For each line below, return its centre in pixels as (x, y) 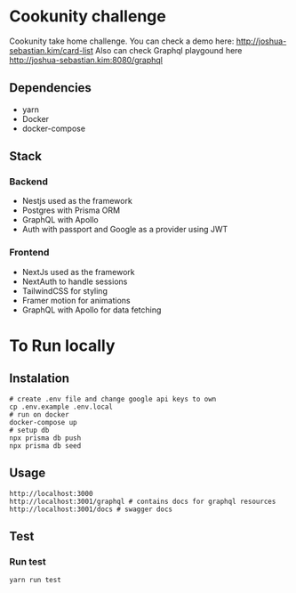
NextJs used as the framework (78, 272)
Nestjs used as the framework (77, 201)
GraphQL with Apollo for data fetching (92, 310)
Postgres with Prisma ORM (71, 210)
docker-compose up (43, 422)
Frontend (29, 253)
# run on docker (39, 414)
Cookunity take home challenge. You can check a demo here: (122, 41)
